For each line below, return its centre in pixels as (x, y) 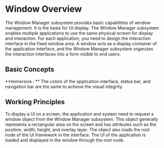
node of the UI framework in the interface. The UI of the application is (75, 135)
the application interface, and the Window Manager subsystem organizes (79, 49)
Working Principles (35, 102)
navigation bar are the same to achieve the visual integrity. (64, 87)
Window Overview (43, 9)
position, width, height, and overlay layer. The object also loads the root (77, 129)
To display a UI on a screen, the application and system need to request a (79, 114)
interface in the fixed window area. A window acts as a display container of (81, 43)
